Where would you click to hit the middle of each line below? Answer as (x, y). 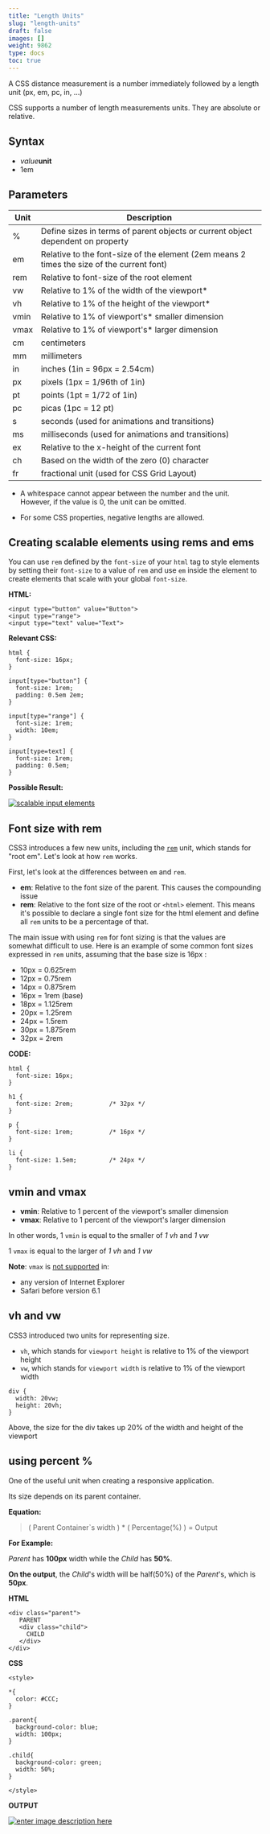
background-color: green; (59, 1762)
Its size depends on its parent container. (75, 1496)
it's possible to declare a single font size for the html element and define (139, 913)
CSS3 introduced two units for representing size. (89, 1335)
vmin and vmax (47, 1192)
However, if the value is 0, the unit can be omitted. (103, 502)
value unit (36, 161)
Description (149, 217)
